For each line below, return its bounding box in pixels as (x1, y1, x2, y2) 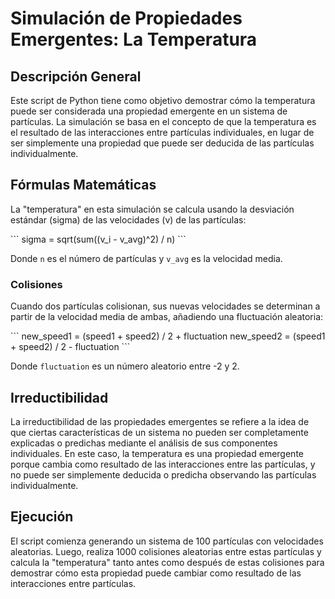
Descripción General (10, 68, 142, 85)
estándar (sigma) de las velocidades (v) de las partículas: (10, 213, 247, 226)
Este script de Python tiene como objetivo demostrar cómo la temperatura (10, 95, 316, 106)
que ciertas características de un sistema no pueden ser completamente (10, 426, 309, 438)
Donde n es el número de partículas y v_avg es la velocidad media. (10, 252, 283, 264)
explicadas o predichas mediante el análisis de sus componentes (10, 437, 278, 449)
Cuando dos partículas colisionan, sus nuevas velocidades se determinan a (10, 300, 321, 312)
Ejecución (10, 508, 74, 526)
